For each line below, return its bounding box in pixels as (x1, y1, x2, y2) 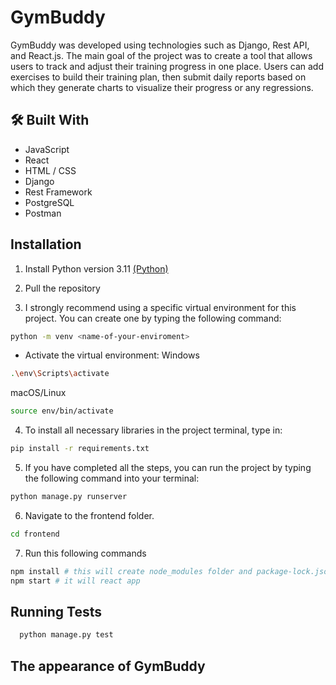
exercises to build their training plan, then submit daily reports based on (10, 71, 307, 83)
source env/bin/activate (10, 406, 114, 416)
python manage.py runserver (10, 492, 128, 502)
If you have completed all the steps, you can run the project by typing (24, 462, 312, 474)
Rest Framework (24, 186, 93, 198)
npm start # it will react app (10, 576, 141, 586)
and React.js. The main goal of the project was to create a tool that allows (10, 49, 313, 61)
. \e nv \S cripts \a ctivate (10, 369, 110, 379)
